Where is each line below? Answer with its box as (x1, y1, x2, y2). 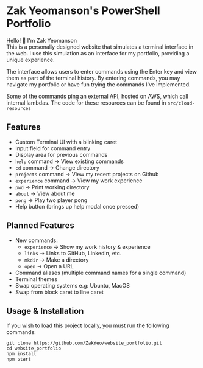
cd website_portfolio (6, 345, 62, 352)
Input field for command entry (15, 144, 91, 152)
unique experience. (6, 56, 55, 63)
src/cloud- (167, 100, 195, 106)
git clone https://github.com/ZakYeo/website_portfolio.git (6, 340, 163, 347)
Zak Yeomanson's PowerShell (6, 4, 160, 18)
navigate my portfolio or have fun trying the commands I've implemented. (6, 80, 191, 88)
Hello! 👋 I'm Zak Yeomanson (6, 36, 77, 44)
